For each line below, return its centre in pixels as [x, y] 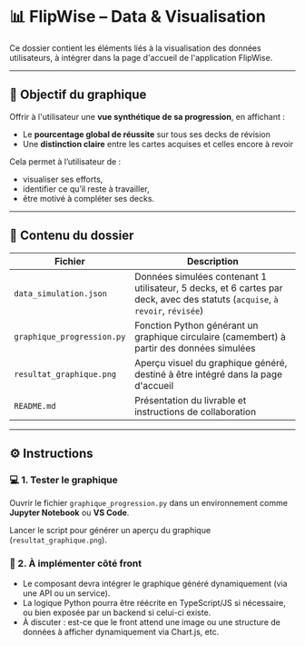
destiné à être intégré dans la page [209, 374]
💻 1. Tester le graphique [64, 480]
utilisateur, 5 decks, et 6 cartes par [209, 288]
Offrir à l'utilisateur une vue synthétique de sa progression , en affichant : [148, 116]
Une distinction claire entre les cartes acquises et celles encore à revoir [157, 144]
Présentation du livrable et [191, 400]
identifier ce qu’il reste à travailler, [86, 189]
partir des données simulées [195, 348]
